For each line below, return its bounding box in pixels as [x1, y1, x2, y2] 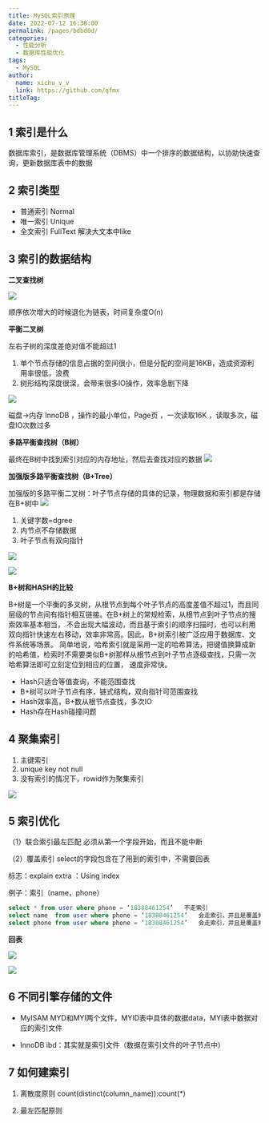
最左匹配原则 [19, 1105, 62, 1115]
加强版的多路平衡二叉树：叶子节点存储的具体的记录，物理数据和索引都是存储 [8, 488, 261, 497]
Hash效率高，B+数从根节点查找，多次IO [19, 696, 152, 706]
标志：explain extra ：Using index [8, 871, 120, 881]
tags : [8, 57, 26, 65]
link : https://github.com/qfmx [15, 86, 120, 95]
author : [8, 71, 34, 79]
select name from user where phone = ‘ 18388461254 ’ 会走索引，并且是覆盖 [8, 912, 259, 920]
